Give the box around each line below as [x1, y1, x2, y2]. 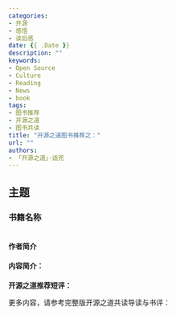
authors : [8, 146, 38, 154]
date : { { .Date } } [8, 42, 70, 50]
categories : [8, 11, 48, 20]
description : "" [8, 49, 63, 57]
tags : [8, 101, 27, 109]
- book [8, 94, 31, 102]
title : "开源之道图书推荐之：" [8, 131, 101, 139]
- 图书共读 [8, 124, 40, 132]
